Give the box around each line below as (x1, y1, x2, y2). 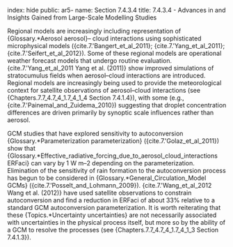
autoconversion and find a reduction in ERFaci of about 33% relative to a (7, 196, 216, 204)
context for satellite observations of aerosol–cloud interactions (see (7, 87, 200, 94)
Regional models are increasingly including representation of (7, 27, 182, 35)
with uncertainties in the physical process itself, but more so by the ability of (7, 218, 226, 226)
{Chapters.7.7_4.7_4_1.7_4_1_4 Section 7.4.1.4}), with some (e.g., (7, 93, 184, 102)
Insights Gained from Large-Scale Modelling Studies (7, 13, 157, 22)
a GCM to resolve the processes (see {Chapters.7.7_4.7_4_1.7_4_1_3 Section (7, 226, 219, 234)
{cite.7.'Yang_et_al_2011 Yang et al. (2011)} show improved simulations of (7, 64, 214, 72)
